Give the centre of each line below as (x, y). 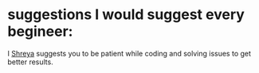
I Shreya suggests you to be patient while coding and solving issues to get (129, 53)
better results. (30, 62)
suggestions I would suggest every (126, 15)
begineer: (40, 31)
